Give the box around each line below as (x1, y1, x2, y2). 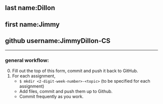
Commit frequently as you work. (19, 93, 84, 99)
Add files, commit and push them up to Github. (19, 88, 113, 94)
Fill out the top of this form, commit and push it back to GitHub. (12, 68, 138, 74)
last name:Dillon (5, 4, 55, 12)
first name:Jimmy (5, 20, 60, 29)
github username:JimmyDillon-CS (5, 37, 111, 45)
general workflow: (5, 57, 49, 63)
